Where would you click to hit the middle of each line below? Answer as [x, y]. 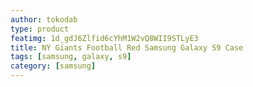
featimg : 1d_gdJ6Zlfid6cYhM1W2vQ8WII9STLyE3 [104, 38]
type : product [40, 29]
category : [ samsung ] [53, 66]
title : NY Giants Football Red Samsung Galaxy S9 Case [127, 47]
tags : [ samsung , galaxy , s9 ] [71, 57]
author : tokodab [44, 19]
